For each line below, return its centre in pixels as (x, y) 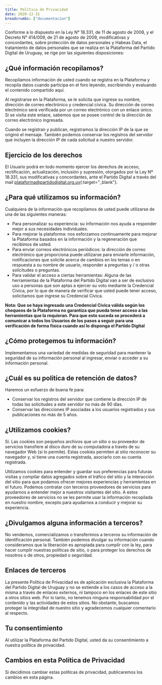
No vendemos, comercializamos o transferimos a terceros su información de (81, 535)
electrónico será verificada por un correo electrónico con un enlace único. (79, 110)
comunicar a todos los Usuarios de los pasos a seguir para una (69, 320)
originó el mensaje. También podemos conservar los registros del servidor (79, 135)
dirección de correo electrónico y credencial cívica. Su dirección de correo (80, 105)
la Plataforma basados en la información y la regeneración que (74, 239)
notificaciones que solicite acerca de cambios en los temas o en (76, 259)
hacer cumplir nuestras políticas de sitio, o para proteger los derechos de (78, 550)
